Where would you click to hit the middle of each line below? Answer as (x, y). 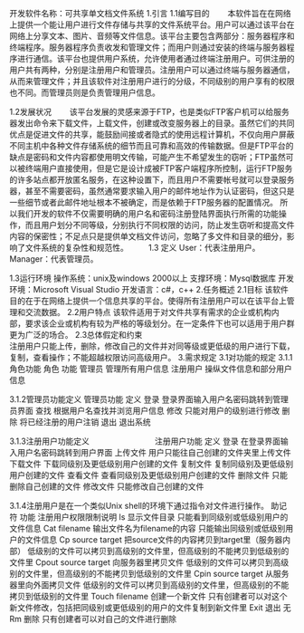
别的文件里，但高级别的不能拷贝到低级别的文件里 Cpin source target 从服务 (149, 574)
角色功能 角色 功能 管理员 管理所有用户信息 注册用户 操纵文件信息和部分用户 (151, 369)
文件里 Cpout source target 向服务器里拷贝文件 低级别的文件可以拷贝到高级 (149, 562)
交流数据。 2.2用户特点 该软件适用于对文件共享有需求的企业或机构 (148, 312)
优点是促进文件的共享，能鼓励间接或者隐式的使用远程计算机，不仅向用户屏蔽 (152, 134)
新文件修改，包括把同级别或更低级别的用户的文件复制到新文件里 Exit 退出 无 (150, 608)
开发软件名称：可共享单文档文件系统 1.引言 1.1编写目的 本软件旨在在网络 (150, 13)
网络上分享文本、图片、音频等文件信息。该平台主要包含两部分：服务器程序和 (152, 36)
